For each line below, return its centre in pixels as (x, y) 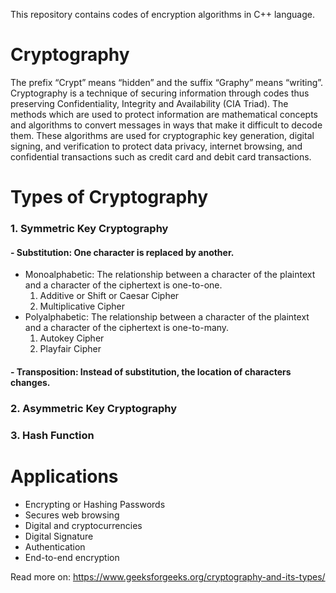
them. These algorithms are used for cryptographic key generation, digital (162, 135)
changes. (30, 382)
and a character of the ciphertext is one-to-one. (123, 285)
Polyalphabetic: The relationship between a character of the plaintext (167, 317)
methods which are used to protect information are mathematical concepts (164, 114)
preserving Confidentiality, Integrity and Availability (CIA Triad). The (149, 103)
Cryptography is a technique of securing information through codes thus (160, 93)
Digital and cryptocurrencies (83, 525)
